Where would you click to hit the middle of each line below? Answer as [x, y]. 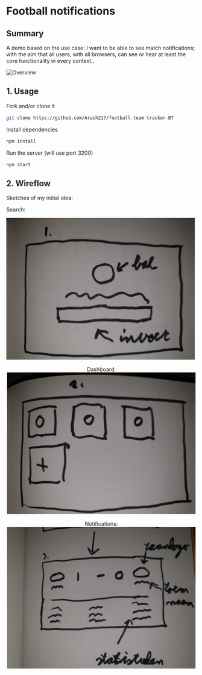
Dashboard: [101, 369]
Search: [16, 210]
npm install [21, 141]
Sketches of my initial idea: [40, 198]
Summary [25, 34]
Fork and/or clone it [31, 106]
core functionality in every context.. [50, 61]
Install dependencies [32, 129]
